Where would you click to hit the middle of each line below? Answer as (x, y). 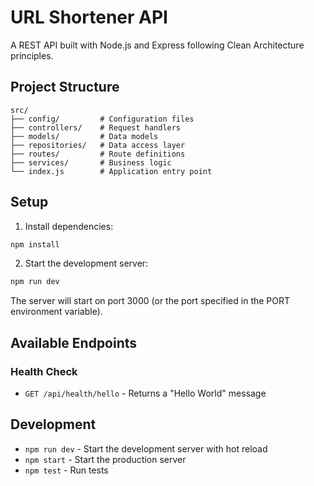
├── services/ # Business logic (91, 162)
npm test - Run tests (66, 470)
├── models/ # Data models (84, 136)
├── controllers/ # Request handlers (96, 127)
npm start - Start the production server (105, 459)
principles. (32, 55)
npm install (35, 244)
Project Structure (65, 87)
